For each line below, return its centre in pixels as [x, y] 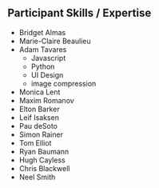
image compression [64, 83]
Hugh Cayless [42, 160]
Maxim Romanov [47, 100]
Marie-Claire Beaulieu [55, 41]
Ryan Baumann [44, 151]
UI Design [47, 74]
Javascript [48, 58]
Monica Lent [40, 92]
